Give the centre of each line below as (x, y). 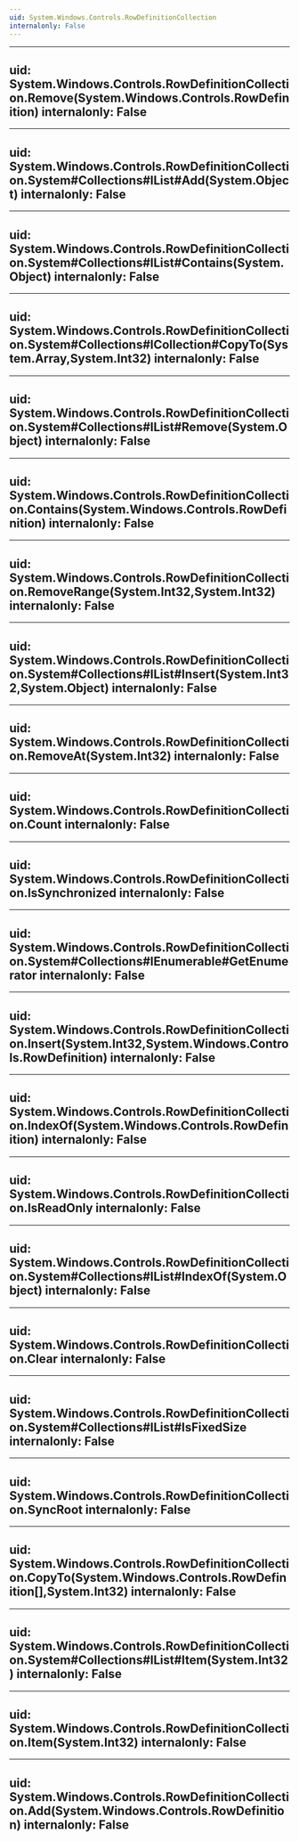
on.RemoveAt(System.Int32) (90, 757)
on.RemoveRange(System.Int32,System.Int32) (142, 592)
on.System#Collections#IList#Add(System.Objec (149, 180)
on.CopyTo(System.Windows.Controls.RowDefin (148, 1578)
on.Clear (33, 1359)
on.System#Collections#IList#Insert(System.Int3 (149, 674)
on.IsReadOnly (51, 1208)
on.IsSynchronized (63, 893)
